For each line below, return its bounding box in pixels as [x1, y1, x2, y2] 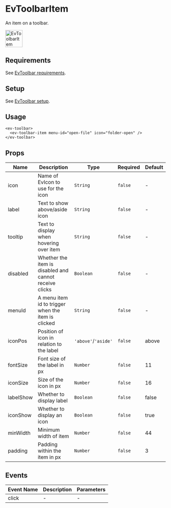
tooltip [8, 233, 23, 240]
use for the [37, 185, 64, 192]
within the [37, 448, 62, 455]
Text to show [37, 200, 69, 207]
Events [5, 471, 28, 480]
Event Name [8, 486, 38, 493]
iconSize [8, 379, 29, 387]
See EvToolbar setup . [5, 98, 50, 104]
